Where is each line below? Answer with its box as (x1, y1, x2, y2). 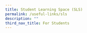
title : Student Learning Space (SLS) (5, 7, 83, 12)
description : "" (5, 16, 39, 21)
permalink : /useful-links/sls (5, 12, 68, 16)
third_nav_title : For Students (5, 20, 70, 26)
